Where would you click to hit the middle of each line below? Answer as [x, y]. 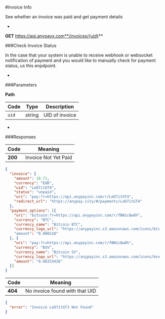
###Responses [21, 137]
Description [60, 107]
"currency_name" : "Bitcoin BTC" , [48, 224]
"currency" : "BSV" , [34, 247]
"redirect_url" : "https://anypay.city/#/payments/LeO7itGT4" [78, 202]
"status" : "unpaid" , [35, 192]
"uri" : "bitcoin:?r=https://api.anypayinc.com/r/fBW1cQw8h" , [78, 215]
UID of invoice [60, 115]
